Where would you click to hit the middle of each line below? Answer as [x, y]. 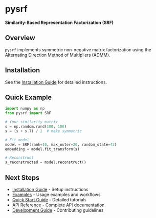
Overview [20, 38]
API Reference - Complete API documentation [58, 205]
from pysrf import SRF [28, 113]
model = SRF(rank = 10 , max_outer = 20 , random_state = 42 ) [61, 144]
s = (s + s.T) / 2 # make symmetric [44, 131]
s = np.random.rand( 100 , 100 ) [36, 127]
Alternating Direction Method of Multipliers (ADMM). [58, 55]
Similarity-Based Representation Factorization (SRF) [59, 22]
